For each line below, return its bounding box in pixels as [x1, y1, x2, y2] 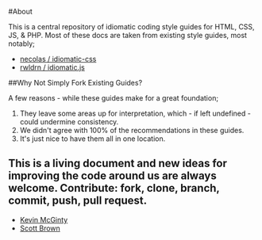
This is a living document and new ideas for [8, 157, 228, 170]
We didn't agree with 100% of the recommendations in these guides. [19, 126, 245, 135]
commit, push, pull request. [8, 194, 148, 208]
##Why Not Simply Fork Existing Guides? [8, 78, 143, 87]
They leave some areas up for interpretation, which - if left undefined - [19, 109, 252, 118]
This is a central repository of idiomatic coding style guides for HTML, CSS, [8, 22, 256, 31]
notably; [8, 39, 36, 48]
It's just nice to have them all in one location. [19, 134, 166, 143]
